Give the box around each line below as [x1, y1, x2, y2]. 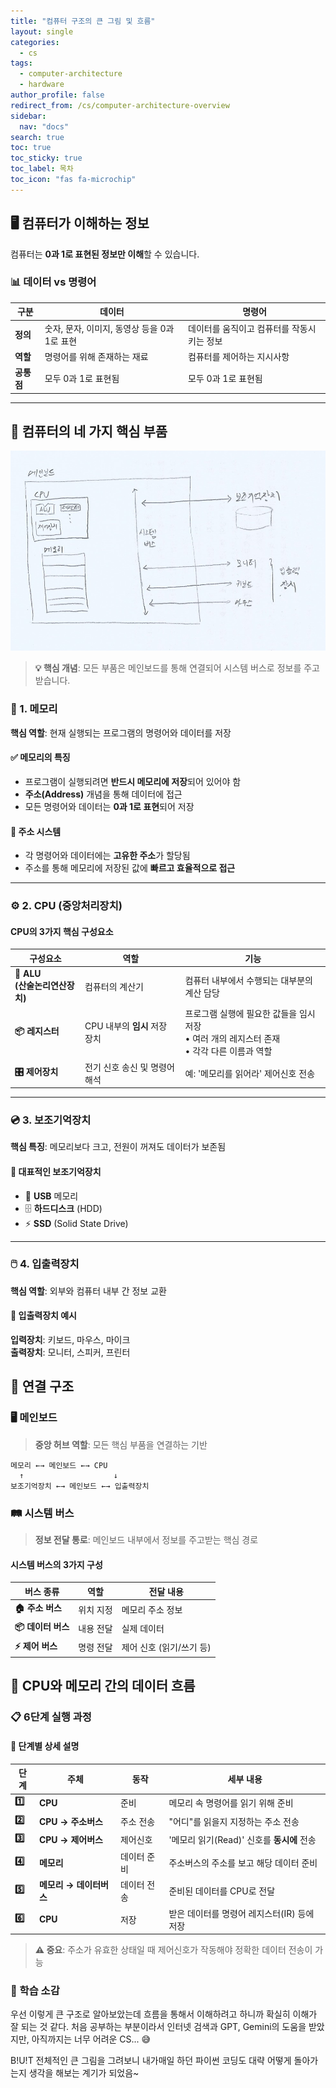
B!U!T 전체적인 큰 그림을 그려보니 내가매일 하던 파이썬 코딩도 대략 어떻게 [10, 2055, 292, 2067]
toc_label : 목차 [10, 164, 74, 174]
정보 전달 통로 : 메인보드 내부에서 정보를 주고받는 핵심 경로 [34, 1534, 259, 1546]
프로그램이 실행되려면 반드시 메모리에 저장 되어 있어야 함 [24, 775, 242, 787]
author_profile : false [10, 90, 105, 100]
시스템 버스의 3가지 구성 [10, 1558, 103, 1570]
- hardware [19, 80, 65, 90]
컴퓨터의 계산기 [84, 980, 144, 992]
